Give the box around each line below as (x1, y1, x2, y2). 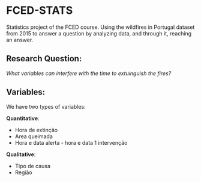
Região (14, 169, 32, 176)
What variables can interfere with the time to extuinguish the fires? (6, 70, 172, 77)
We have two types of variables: (6, 103, 86, 110)
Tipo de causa (14, 162, 51, 169)
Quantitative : (6, 115, 40, 122)
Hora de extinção (14, 126, 58, 133)
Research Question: (6, 53, 82, 64)
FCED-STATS (6, 4, 73, 17)
